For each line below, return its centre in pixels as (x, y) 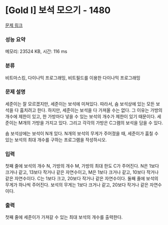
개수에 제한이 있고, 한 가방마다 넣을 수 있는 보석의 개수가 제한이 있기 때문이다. (81, 116)
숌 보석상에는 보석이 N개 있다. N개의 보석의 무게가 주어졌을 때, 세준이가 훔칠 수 (82, 133)
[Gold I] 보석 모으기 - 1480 (58, 10)
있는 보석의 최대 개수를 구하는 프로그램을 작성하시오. (56, 139)
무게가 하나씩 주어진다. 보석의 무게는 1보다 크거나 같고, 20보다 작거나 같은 (77, 185)
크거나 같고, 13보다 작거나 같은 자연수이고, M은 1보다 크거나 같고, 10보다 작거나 (82, 172)
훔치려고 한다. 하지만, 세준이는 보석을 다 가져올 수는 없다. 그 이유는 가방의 (91, 110)
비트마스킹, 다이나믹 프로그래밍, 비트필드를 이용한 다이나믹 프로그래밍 (73, 78)
